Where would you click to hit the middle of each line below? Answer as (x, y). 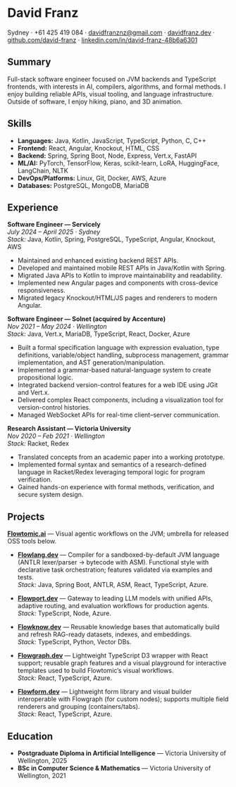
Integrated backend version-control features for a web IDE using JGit (118, 385)
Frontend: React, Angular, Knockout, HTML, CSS (88, 148)
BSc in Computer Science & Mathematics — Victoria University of (114, 768)
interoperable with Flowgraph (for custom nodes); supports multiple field (123, 699)
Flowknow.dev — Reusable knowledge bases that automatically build (118, 627)
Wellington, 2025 (42, 761)
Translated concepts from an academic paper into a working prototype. (121, 457)
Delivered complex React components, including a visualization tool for (120, 400)
